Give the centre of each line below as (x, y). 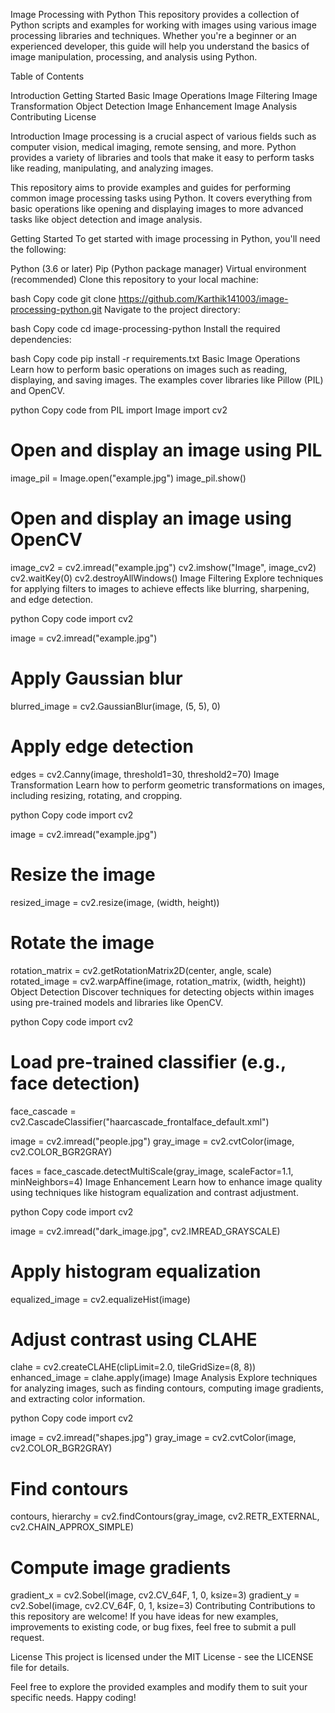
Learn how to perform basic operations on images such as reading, (149, 369)
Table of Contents (47, 76)
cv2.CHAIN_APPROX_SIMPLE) (72, 1527)
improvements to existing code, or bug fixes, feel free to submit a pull (153, 1627)
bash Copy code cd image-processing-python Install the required (145, 328)
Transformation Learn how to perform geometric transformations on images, (168, 785)
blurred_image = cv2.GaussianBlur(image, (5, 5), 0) (115, 706)
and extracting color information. (78, 1399)
